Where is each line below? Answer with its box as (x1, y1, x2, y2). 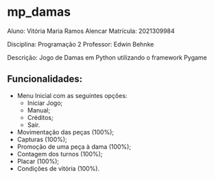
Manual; (27, 106, 51, 114)
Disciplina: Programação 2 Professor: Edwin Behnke (7, 40, 154, 48)
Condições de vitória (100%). (16, 164, 100, 172)
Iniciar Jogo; (27, 99, 63, 107)
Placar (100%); (16, 157, 60, 165)
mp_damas (7, 4, 71, 20)
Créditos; (27, 113, 53, 121)
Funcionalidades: (7, 73, 83, 85)
